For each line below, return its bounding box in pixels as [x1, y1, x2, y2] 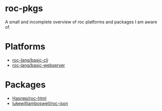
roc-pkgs [5, 3, 43, 14]
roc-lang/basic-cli [12, 57, 49, 63]
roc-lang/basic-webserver [12, 62, 65, 68]
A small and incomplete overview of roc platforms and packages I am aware [5, 19, 157, 25]
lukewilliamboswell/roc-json [12, 100, 68, 106]
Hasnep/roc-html [12, 95, 47, 101]
